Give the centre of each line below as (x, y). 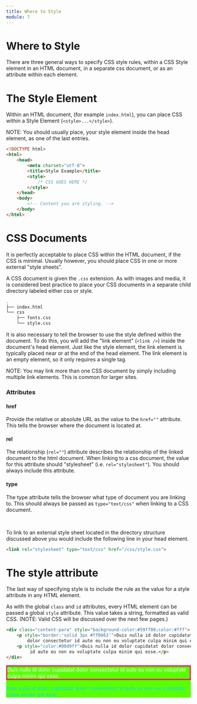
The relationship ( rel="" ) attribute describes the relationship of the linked (95, 452)
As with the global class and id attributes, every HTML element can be (91, 607)
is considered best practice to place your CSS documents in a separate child (98, 285)
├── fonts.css (34, 318)
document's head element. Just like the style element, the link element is (94, 347)
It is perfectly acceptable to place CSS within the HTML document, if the (94, 254)
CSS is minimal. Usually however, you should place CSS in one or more (92, 260)
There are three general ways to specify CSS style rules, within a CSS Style (97, 62)
